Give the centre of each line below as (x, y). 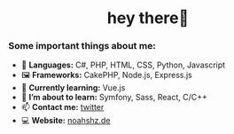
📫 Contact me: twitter (62, 107)
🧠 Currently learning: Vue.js (73, 88)
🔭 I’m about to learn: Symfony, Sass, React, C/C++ (114, 98)
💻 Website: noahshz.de (66, 121)
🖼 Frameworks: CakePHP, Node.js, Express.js (106, 75)
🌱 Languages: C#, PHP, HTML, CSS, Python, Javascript (123, 65)
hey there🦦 (148, 18)
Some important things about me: (82, 46)
